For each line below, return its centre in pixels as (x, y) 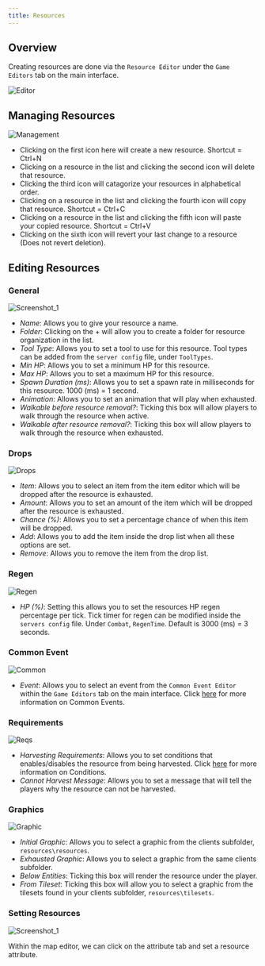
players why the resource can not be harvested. (98, 789)
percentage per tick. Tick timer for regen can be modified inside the (130, 615)
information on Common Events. (72, 702)
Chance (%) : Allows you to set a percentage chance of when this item (134, 520)
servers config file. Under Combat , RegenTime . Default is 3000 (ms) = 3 (134, 623)
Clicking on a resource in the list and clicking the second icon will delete (137, 167)
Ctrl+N (30, 159)
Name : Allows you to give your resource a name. (99, 323)
